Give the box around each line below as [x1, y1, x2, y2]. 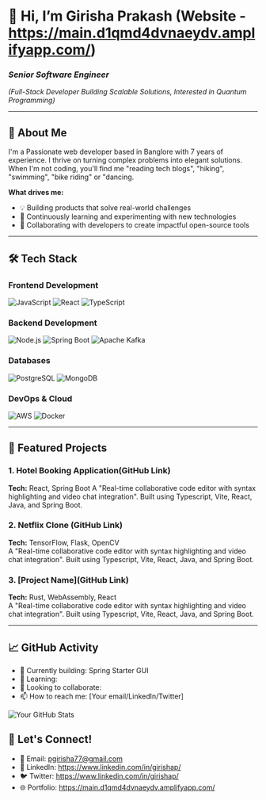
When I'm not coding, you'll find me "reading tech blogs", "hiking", [8, 164, 225, 174]
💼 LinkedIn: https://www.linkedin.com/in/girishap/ [19, 762, 181, 771]
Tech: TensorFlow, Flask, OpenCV [8, 538, 120, 547]
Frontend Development [8, 279, 99, 290]
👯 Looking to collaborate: [19, 682, 102, 692]
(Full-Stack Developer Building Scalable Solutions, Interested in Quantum [8, 87, 247, 97]
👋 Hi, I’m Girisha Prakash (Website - [8, 7, 247, 25]
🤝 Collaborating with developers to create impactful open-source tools [19, 220, 249, 230]
